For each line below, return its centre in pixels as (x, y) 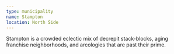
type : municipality (30, 11)
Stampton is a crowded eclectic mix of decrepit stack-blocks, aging (87, 39)
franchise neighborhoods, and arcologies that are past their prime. (86, 45)
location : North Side (32, 22)
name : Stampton (25, 17)
